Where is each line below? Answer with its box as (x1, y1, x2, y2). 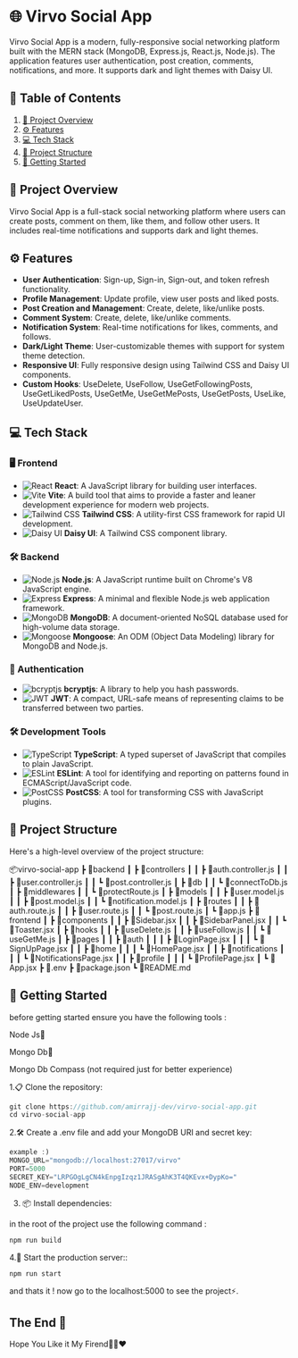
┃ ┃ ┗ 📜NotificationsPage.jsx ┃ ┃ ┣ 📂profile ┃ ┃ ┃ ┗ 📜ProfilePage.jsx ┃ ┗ (9, 952, 269, 963)
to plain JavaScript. (21, 758, 94, 769)
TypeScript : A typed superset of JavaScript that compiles (73, 749, 287, 759)
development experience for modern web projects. (21, 499, 210, 510)
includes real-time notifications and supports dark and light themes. (9, 225, 259, 236)
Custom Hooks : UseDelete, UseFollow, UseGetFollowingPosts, (21, 379, 253, 390)
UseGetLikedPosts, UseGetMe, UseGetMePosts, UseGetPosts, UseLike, (21, 389, 286, 399)
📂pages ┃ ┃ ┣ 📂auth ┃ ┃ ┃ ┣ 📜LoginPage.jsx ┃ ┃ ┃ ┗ (70, 934, 259, 944)
